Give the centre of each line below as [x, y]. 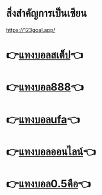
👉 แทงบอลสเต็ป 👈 [45, 55]
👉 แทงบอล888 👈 [45, 87]
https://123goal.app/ [31, 30]
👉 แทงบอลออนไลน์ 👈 [51, 152]
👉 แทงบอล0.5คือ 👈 [48, 183]
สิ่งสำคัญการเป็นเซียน [47, 13]
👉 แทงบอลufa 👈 [43, 119]
